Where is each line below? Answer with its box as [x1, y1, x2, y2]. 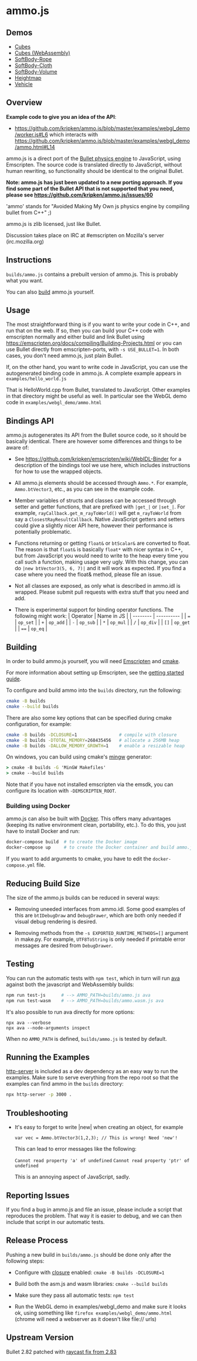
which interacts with [49, 131, 98, 138]
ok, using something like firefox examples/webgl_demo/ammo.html [14, 1309, 172, 1316]
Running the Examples [6, 1052, 90, 1062]
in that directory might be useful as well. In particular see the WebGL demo [6, 392, 187, 400]
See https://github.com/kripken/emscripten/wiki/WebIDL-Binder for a [14, 455, 182, 462]
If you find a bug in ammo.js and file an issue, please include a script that [6, 1206, 183, 1213]
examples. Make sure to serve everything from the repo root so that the [6, 1074, 179, 1081]
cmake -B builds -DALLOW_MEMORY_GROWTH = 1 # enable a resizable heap [6, 743, 185, 748]
